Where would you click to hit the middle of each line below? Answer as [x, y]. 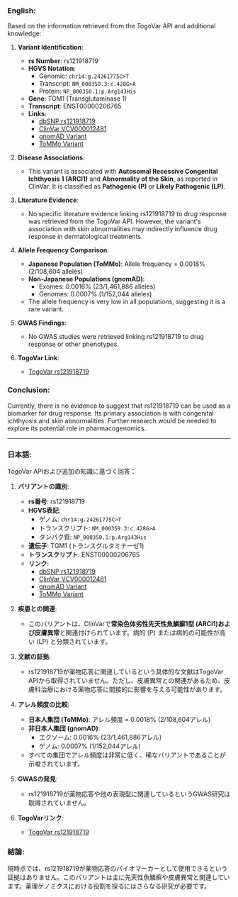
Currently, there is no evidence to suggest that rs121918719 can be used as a [119, 406]
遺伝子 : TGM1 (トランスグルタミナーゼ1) [86, 545]
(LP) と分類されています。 [74, 641]
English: [22, 11]
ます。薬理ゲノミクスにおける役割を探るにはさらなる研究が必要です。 [109, 886]
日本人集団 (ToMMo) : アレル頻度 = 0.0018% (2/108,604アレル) [119, 719]
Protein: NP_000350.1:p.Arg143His [87, 91]
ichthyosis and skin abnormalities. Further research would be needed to [112, 420]
